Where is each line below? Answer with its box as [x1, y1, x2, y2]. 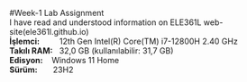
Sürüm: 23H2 [9, 64, 74, 75]
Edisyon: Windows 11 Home [9, 55, 120, 65]
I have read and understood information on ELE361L [9, 17, 202, 28]
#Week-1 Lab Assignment [9, 8, 105, 18]
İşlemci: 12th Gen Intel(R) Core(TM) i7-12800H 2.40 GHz [9, 36, 239, 46]
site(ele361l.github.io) [9, 27, 89, 37]
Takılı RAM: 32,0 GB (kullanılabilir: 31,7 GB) [9, 45, 174, 56]
